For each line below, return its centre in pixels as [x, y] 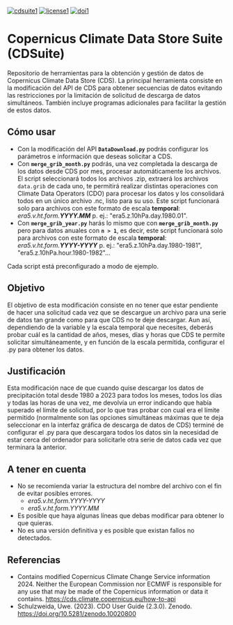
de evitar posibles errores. [55, 494]
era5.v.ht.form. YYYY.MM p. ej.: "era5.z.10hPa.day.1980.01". [102, 216]
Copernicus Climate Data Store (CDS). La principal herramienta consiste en [115, 80]
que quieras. [35, 523]
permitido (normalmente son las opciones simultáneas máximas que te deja [115, 418]
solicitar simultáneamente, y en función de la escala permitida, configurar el [116, 342]
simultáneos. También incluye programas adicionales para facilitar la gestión [117, 103]
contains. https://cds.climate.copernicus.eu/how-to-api [96, 599]
